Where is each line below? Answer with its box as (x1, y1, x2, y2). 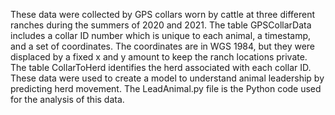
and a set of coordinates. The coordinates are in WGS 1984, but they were (10, 40, 316, 52)
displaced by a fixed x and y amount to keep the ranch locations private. (10, 51, 308, 63)
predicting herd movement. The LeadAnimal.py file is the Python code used (10, 83, 322, 94)
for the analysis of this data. (10, 94, 125, 105)
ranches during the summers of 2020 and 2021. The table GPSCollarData (10, 19, 312, 31)
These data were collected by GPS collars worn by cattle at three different (10, 9, 316, 20)
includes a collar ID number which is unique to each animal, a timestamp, (10, 30, 312, 41)
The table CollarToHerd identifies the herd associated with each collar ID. (10, 62, 312, 73)
